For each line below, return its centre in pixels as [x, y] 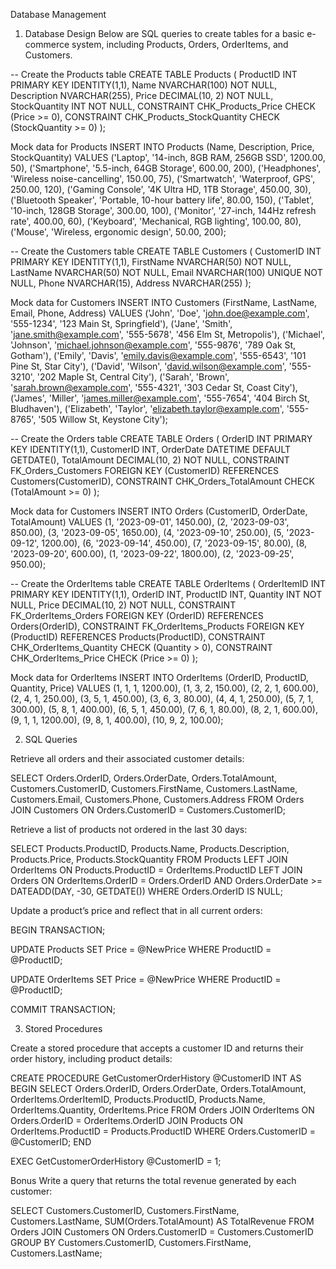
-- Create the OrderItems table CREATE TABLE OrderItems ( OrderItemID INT [168, 583]
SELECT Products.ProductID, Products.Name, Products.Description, [150, 848]
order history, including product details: [91, 1058]
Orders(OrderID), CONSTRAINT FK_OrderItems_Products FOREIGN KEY [157, 626]
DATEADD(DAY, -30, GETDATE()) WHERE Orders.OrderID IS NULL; [146, 891]
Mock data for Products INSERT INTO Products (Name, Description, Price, [162, 147]
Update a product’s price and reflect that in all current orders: [136, 910]
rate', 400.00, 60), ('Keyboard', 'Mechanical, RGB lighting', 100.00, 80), [156, 221]
